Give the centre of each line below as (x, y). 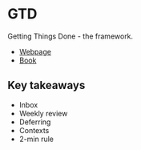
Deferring (35, 122)
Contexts (34, 130)
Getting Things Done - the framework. (70, 36)
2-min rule (36, 139)
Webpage (35, 51)
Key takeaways (46, 85)
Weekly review (43, 113)
